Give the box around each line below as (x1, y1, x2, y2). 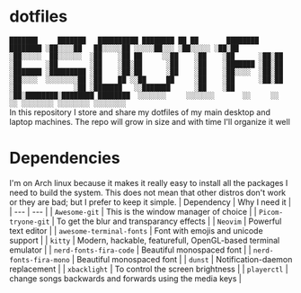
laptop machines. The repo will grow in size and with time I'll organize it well (9, 116, 290, 127)
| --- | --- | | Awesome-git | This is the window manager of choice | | (9, 206, 258, 217)
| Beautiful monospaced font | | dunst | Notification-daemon (71, 253, 293, 264)
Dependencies (9, 148, 120, 168)
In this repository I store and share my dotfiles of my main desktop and (9, 106, 271, 118)
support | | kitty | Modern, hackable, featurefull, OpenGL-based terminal (9, 235, 280, 245)
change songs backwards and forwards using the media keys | (9, 272, 243, 284)
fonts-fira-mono (9, 255, 70, 264)
